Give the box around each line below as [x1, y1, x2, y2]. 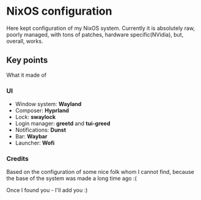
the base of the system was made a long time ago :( [6, 175, 137, 182]
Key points [6, 55, 48, 65]
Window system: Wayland [15, 101, 82, 108]
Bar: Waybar [15, 133, 48, 140]
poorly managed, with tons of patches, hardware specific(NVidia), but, [6, 30, 184, 38]
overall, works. [6, 37, 43, 45]
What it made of [6, 71, 47, 79]
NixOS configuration [6, 4, 112, 18]
